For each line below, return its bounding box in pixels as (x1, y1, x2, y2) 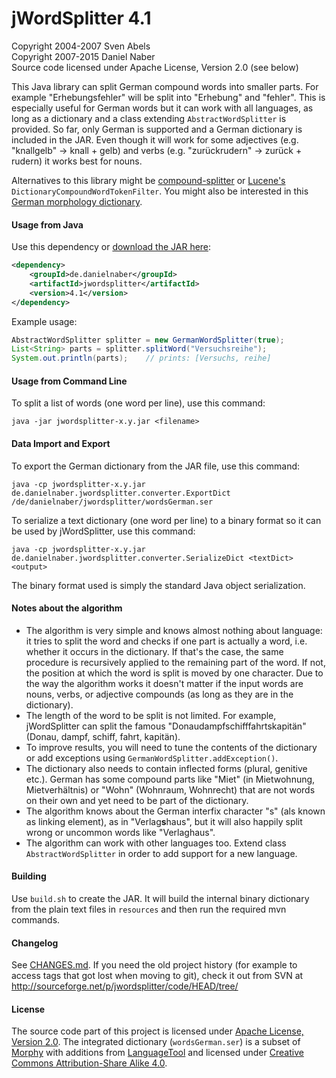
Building (11, 870, 47, 882)
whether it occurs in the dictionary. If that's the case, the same (25, 645, 284, 657)
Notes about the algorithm (11, 602, 123, 614)
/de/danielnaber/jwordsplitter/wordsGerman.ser (11, 497, 214, 507)
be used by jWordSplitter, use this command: (11, 525, 196, 537)
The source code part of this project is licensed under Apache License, (11, 1025, 304, 1037)
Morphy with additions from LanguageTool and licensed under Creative (11, 1047, 304, 1059)
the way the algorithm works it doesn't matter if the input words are (25, 677, 304, 689)
